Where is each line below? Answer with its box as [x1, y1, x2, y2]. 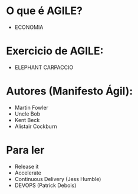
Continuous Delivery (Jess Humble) [14, 175, 101, 182]
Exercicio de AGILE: [6, 44, 104, 58]
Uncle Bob [14, 110, 41, 117]
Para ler [6, 143, 45, 157]
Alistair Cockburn [14, 123, 57, 130]
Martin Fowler [14, 104, 49, 111]
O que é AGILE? [6, 4, 83, 18]
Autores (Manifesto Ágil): [6, 84, 133, 98]
